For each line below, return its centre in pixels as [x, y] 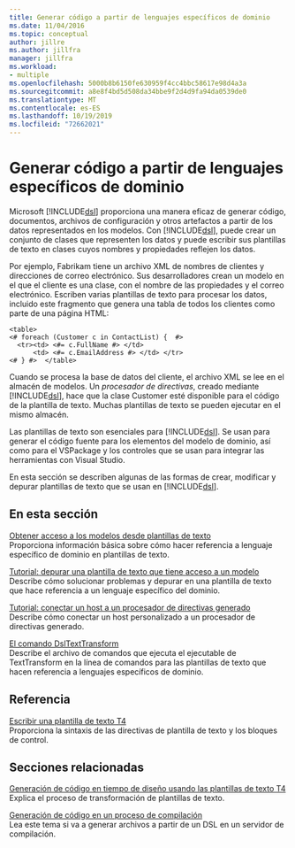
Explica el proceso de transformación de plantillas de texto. [117, 798]
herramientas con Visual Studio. [67, 459]
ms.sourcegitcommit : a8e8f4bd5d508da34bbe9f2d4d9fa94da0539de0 [128, 91]
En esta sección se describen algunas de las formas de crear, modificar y [143, 477]
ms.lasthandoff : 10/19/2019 [61, 116]
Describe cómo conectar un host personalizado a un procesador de [132, 617]
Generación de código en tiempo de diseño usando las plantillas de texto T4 [147, 789]
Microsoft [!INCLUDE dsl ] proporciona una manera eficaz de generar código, [148, 211]
